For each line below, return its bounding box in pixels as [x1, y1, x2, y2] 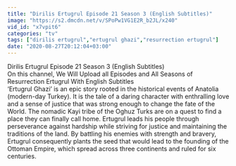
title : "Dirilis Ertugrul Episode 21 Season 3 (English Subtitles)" [7, 10, 213, 18]
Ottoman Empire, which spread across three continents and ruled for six [7, 145, 216, 153]
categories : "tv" [7, 30, 58, 37]
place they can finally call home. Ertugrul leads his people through [7, 115, 199, 123]
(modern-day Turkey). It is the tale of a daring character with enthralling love [7, 92, 230, 101]
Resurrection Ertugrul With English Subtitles [7, 77, 135, 85]
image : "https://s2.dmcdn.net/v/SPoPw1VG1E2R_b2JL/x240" [7, 17, 178, 24]
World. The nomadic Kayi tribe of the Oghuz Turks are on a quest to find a [7, 107, 222, 115]
